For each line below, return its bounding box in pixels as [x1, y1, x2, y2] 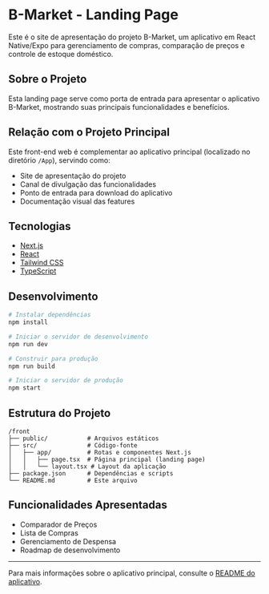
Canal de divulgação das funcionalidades [19, 179, 157, 189]
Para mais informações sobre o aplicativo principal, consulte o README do [8, 568, 255, 578]
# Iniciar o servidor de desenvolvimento [8, 333, 149, 341]
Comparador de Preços [19, 519, 98, 529]
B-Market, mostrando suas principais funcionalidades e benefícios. [8, 102, 230, 111]
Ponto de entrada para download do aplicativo [19, 188, 173, 197]
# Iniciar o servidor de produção [8, 377, 124, 385]
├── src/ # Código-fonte [8, 442, 138, 450]
